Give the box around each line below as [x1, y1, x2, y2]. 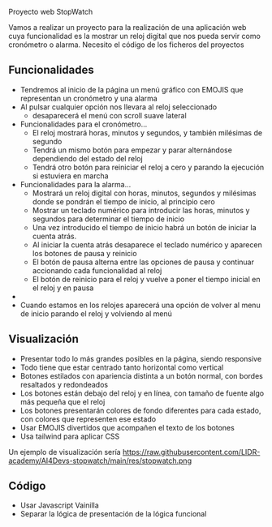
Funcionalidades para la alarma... [19, 179, 132, 189]
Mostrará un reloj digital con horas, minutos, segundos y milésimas [32, 188, 257, 198]
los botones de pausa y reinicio [32, 248, 137, 258]
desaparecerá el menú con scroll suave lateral [32, 110, 187, 120]
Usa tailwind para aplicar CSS [19, 431, 120, 441]
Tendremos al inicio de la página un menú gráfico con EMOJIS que [19, 84, 244, 94]
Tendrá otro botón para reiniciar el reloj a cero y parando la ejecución [32, 162, 265, 172]
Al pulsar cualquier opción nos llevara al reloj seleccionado [19, 101, 218, 112]
